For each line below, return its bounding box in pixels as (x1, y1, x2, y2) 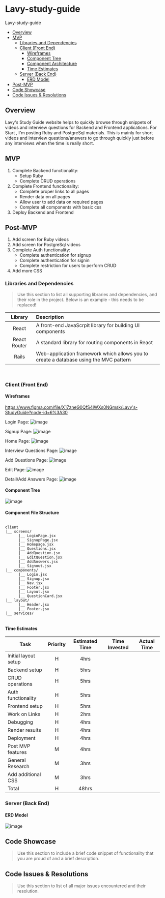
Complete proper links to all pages (19, 188, 89, 194)
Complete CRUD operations (19, 178, 76, 184)
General (7, 757, 26, 764)
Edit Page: (5, 466, 26, 473)
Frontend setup (7, 703, 43, 710)
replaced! (17, 301, 37, 308)
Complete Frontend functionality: (12, 183, 80, 189)
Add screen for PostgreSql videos (12, 242, 81, 248)
